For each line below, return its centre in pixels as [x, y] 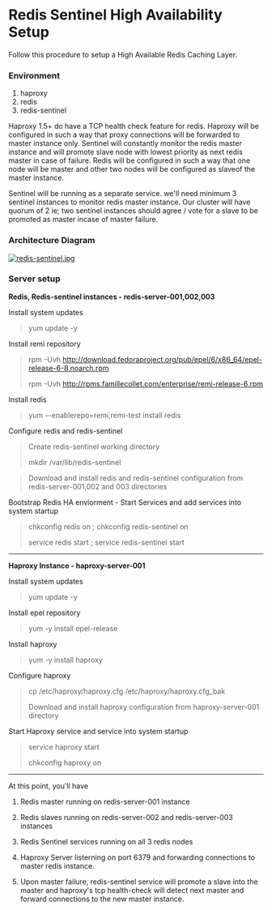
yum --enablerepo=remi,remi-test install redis [104, 415]
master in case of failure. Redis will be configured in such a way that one [130, 160]
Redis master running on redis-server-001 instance [105, 801]
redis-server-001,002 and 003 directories [98, 486]
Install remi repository [45, 344]
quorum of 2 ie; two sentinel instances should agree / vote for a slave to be [134, 211]
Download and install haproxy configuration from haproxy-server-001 [144, 707]
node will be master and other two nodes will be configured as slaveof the [132, 169]
